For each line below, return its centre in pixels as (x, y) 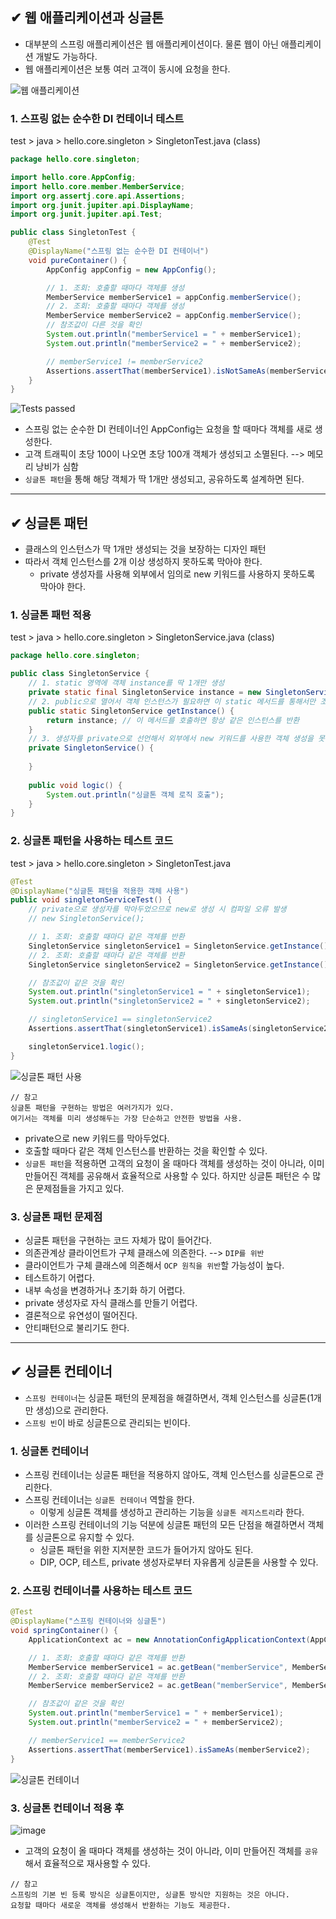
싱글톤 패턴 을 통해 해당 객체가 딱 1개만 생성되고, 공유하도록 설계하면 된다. (164, 479)
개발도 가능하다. (66, 56)
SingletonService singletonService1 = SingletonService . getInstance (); (180, 946)
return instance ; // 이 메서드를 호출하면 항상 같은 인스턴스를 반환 (173, 720)
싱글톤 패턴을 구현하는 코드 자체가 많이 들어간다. (118, 1240)
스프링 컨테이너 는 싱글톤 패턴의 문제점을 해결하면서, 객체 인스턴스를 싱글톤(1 (169, 1397)
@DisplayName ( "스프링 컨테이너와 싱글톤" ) (88, 1621)
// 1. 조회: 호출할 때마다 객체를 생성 (115, 288)
